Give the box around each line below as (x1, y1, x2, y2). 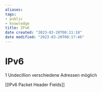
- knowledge (5, 21, 29, 26)
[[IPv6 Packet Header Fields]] (5, 82, 65, 88)
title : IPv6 (5, 26, 29, 31)
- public (5, 16, 23, 21)
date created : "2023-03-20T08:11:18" (5, 30, 82, 35)
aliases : (5, 7, 23, 12)
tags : (5, 12, 16, 17)
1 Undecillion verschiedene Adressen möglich (5, 72, 97, 78)
